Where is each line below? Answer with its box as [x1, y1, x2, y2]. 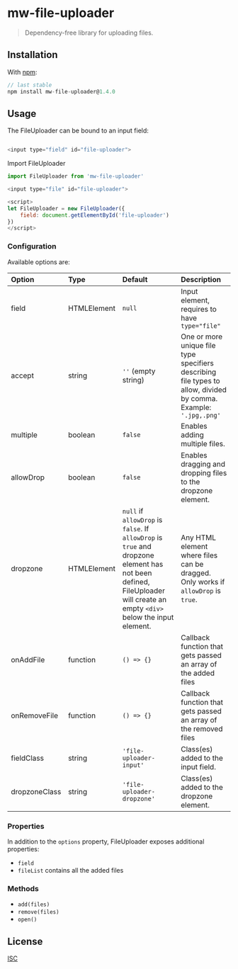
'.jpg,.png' [180, 411, 221, 419]
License [7, 935, 43, 947]
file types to [180, 375, 221, 385]
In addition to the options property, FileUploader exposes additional [7, 837, 205, 846]
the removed [180, 724, 223, 734]
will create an [122, 594, 167, 604]
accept [11, 370, 34, 380]
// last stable [7, 81, 52, 89]
